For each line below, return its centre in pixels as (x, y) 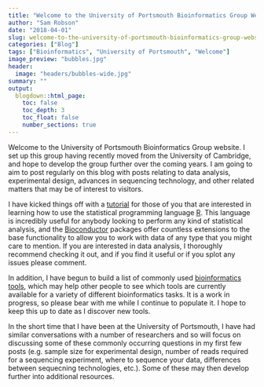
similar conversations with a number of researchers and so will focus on (125, 334)
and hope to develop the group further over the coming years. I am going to (130, 164)
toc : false (40, 103)
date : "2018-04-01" (40, 30)
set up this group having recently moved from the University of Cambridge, (130, 155)
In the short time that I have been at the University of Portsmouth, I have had (132, 326)
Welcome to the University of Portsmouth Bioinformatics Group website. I (126, 147)
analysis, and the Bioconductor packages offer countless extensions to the (129, 229)
